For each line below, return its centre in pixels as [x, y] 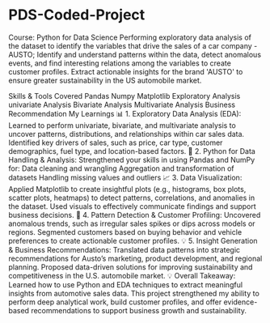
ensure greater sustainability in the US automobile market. [105, 80]
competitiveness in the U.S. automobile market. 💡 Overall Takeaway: [122, 275]
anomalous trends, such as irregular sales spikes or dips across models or [132, 223]
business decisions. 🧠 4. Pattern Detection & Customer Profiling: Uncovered [135, 215]
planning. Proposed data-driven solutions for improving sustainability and [131, 267]
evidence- [240, 302]
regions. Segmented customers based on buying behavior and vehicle [125, 232]
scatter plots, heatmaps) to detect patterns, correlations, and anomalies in [132, 198]
